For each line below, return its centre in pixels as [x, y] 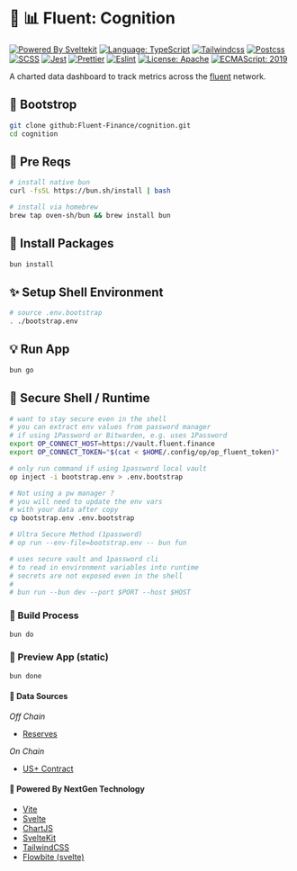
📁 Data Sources [39, 696]
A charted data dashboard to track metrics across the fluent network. [138, 76]
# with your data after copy [64, 510]
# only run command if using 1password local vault [108, 468]
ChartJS [38, 829]
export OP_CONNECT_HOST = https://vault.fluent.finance [112, 444]
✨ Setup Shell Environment [86, 292]
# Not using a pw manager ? [62, 493]
